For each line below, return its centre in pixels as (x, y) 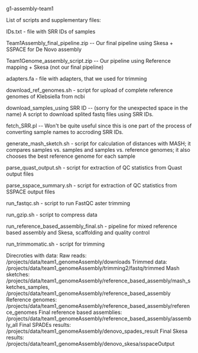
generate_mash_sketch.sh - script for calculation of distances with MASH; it (98, 144)
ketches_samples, (28, 287)
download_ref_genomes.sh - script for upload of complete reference (90, 90)
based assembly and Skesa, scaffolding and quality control (78, 233)
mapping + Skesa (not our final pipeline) (55, 67)
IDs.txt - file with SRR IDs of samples (51, 31)
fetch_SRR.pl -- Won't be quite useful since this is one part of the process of (99, 126)
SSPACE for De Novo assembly (44, 49)
